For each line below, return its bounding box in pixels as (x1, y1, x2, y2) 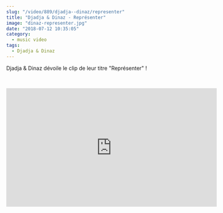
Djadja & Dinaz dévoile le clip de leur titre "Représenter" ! (6, 64, 147, 72)
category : (6, 31, 31, 37)
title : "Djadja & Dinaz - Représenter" (6, 14, 106, 20)
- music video (11, 37, 47, 43)
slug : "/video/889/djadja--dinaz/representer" (6, 8, 125, 15)
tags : (6, 43, 20, 49)
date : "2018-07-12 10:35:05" (6, 25, 79, 32)
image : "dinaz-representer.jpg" (6, 20, 87, 26)
